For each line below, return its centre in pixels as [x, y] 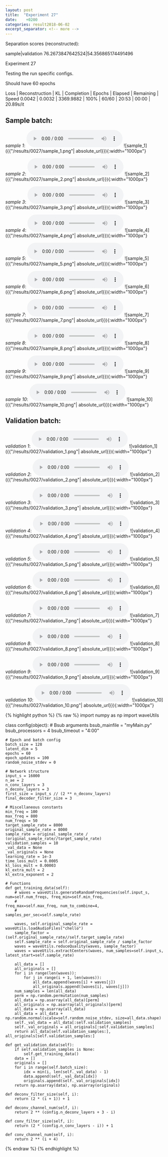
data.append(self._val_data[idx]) [60, 1076]
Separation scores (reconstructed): [42, 44]
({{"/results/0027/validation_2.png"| [43, 479]
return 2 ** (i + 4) [36, 1139]
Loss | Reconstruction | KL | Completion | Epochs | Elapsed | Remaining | [82, 93]
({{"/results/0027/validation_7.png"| [43, 620]
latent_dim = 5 [22, 749]
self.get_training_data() [51, 1054]
